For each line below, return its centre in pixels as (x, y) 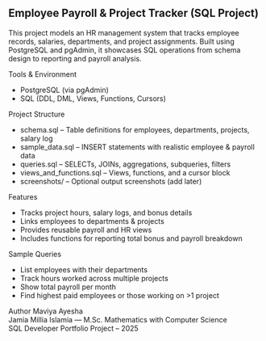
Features (23, 196)
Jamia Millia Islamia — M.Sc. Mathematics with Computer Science (118, 319)
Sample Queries (35, 254)
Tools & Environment (43, 74)
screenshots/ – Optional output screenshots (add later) (111, 181)
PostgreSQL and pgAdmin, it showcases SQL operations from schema (125, 50)
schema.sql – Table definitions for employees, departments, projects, (135, 129)
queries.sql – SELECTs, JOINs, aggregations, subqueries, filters (125, 164)
